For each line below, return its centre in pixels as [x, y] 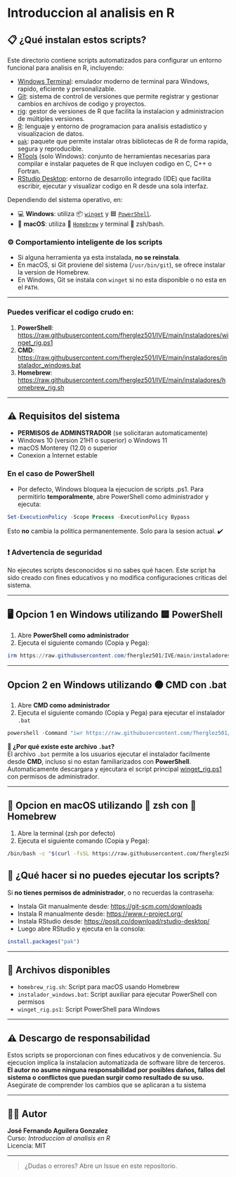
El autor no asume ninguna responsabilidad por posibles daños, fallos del [116, 1070]
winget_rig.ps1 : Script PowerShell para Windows [88, 1009]
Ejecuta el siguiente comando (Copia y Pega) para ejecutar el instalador [121, 713]
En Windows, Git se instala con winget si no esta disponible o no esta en [122, 280]
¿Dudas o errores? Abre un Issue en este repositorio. [101, 1166]
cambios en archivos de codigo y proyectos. [81, 104]
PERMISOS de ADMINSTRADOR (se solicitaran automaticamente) [113, 433]
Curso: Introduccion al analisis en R [59, 1138]
